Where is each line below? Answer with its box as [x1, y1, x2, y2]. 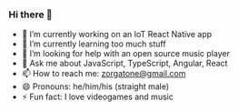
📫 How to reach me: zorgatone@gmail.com [21, 68, 186, 79]
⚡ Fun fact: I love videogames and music [21, 91, 174, 103]
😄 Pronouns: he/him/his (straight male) [21, 81, 170, 92]
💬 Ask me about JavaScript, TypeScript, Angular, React [21, 58, 228, 69]
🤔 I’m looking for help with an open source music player [21, 48, 231, 59]
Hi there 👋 [8, 8, 54, 21]
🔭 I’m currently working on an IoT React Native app [21, 29, 213, 40]
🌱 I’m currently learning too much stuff [21, 38, 166, 49]
